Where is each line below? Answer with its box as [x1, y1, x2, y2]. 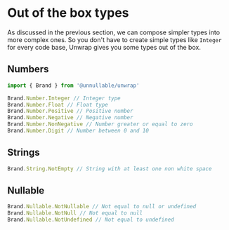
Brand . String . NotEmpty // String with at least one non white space [7, 165, 212, 172]
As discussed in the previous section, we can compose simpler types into [7, 28, 220, 36]
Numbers [7, 63, 49, 75]
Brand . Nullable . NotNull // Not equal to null [7, 210, 143, 217]
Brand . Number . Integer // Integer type [7, 95, 121, 102]
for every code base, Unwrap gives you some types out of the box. [7, 43, 202, 51]
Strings [7, 147, 40, 158]
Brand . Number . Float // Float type [7, 101, 109, 108]
